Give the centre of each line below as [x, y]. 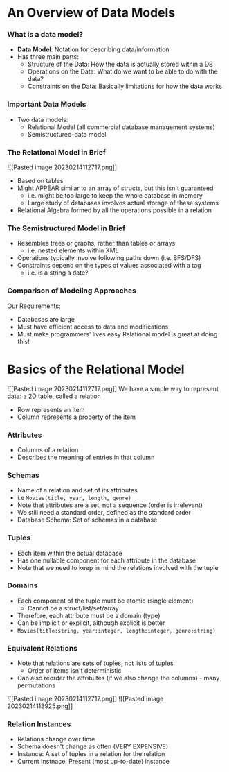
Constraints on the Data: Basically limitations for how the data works [125, 86]
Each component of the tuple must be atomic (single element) [105, 601]
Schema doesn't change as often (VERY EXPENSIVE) [93, 746]
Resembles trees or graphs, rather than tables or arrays [96, 243]
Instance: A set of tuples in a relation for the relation [91, 754]
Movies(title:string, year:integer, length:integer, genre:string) [116, 631]
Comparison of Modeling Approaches [72, 291]
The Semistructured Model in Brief [66, 228]
